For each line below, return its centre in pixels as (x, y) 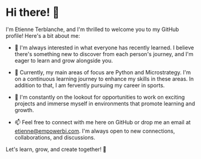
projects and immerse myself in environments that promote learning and (105, 104)
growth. (24, 110)
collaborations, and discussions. (55, 137)
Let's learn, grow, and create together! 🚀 (56, 149)
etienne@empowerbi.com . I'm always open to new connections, (95, 131)
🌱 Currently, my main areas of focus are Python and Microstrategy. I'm (103, 72)
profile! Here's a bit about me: (43, 35)
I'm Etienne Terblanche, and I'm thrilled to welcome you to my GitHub (93, 29)
